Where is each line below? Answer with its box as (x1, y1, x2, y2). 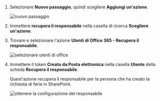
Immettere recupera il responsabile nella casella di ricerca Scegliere (9, 23, 149, 29)
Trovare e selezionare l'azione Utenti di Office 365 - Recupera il (9, 37, 139, 43)
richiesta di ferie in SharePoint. (9, 81, 72, 87)
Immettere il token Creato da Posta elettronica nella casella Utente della (9, 62, 156, 67)
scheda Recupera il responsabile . (9, 67, 79, 72)
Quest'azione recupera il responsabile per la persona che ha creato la (9, 76, 150, 82)
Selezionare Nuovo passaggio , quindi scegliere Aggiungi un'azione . (9, 4, 148, 10)
